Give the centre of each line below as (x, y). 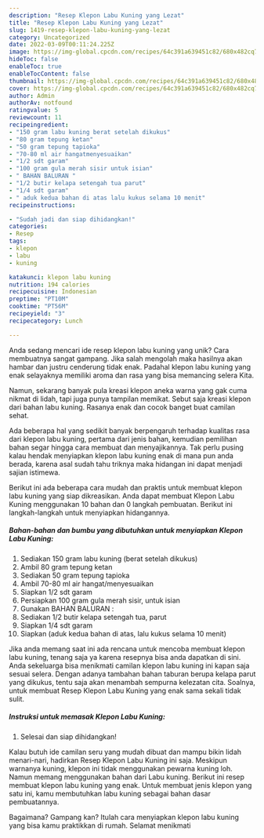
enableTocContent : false (49, 74)
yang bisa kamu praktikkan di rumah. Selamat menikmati (100, 825)
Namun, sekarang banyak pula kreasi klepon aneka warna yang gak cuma (128, 390)
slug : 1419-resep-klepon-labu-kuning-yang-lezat (90, 30)
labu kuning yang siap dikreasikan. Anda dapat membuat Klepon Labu (121, 496)
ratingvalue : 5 (34, 111)
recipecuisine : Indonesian (53, 292)
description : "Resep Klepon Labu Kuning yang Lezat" (97, 15)
